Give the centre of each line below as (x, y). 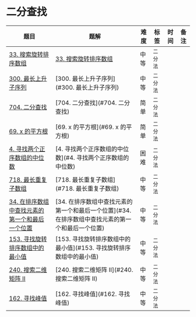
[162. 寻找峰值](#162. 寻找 (92, 294)
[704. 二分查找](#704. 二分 (92, 103)
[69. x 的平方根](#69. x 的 (91, 127)
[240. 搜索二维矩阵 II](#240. (94, 270)
